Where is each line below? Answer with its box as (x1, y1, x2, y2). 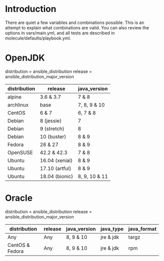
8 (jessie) (40, 117, 62, 124)
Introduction (5, 3, 57, 15)
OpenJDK (5, 52, 45, 64)
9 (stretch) (40, 125, 64, 132)
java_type (100, 225, 124, 232)
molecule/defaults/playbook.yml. (5, 35, 71, 41)
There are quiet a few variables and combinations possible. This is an (5, 20, 144, 25)
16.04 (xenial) (40, 157, 73, 164)
